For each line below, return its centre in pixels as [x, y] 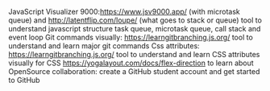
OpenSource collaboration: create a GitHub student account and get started [134, 71]
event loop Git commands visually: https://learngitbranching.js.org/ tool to [131, 37]
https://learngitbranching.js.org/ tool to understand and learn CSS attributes [134, 54]
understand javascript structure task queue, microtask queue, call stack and [135, 29]
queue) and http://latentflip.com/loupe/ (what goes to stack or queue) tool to [135, 20]
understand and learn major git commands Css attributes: [104, 46]
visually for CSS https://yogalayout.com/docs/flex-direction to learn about [131, 63]
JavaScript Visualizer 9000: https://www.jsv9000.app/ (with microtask [124, 12]
